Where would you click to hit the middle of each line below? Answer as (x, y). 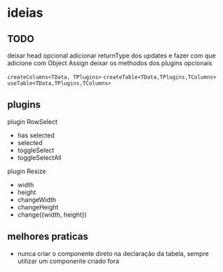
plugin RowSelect (33, 121)
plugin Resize (27, 171)
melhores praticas (48, 237)
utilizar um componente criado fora (68, 261)
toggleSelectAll (39, 157)
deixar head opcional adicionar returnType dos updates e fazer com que (111, 55)
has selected (36, 135)
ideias (25, 13)
